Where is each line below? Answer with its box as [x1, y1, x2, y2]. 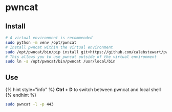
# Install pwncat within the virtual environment [5, 45, 114, 50]
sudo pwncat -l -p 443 [5, 102, 54, 107]
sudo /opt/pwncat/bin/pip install [5, 49, 79, 54]
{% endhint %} [5, 92, 37, 98]
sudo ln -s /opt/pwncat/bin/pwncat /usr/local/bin [5, 59, 116, 64]
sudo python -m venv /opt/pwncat [5, 40, 77, 45]
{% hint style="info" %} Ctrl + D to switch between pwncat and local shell [5, 87, 161, 93]
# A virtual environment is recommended [5, 35, 93, 40]
